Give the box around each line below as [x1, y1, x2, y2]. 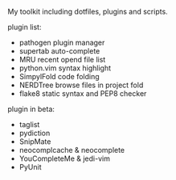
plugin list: [7, 22, 42, 31]
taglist [18, 120, 40, 129]
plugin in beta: [7, 104, 55, 114]
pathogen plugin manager [18, 38, 105, 47]
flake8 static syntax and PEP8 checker [18, 89, 147, 98]
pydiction [18, 128, 51, 138]
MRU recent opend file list [18, 55, 106, 64]
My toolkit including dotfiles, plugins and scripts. [7, 7, 168, 16]
